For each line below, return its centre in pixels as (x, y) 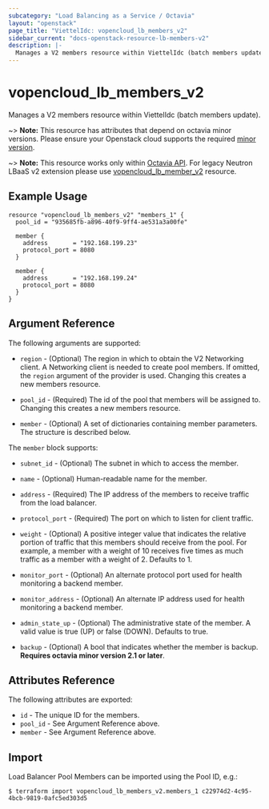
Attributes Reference (62, 680)
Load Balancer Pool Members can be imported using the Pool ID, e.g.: (123, 777)
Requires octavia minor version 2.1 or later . (92, 655)
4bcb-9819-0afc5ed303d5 (48, 799)
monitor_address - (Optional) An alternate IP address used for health (132, 598)
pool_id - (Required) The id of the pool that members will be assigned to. (140, 399)
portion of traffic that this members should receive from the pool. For (133, 542)
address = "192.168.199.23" (80, 243)
